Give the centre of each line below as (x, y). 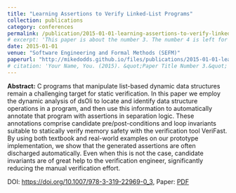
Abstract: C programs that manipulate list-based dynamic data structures (114, 86)
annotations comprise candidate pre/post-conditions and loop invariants (112, 123)
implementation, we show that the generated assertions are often (101, 145)
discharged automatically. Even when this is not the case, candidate (105, 153)
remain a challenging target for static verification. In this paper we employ (114, 93)
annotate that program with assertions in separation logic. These (101, 116)
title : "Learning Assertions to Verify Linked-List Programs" (100, 14)
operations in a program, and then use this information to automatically (110, 108)
